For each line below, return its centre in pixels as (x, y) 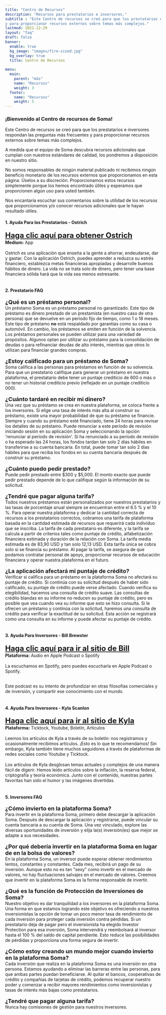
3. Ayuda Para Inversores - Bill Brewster (47, 636)
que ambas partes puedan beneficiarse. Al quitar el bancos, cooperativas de (83, 974)
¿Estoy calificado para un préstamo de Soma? (67, 361)
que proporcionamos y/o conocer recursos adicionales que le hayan (75, 206)
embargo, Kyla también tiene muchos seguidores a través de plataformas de (83, 749)
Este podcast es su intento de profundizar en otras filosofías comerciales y (81, 686)
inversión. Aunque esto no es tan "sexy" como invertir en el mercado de (78, 870)
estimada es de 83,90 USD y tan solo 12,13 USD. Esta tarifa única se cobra (81, 544)
